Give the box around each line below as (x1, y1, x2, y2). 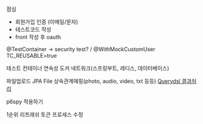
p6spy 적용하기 (6, 98, 44, 105)
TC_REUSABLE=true (6, 52, 57, 59)
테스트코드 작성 (15, 26, 52, 33)
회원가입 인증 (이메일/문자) (15, 18, 78, 26)
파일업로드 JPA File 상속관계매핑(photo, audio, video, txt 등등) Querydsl (6, 78, 181, 84)
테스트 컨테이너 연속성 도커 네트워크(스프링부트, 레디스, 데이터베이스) (6, 64, 170, 72)
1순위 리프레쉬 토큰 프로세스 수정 (6, 111, 83, 118)
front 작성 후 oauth (15, 33, 61, 41)
